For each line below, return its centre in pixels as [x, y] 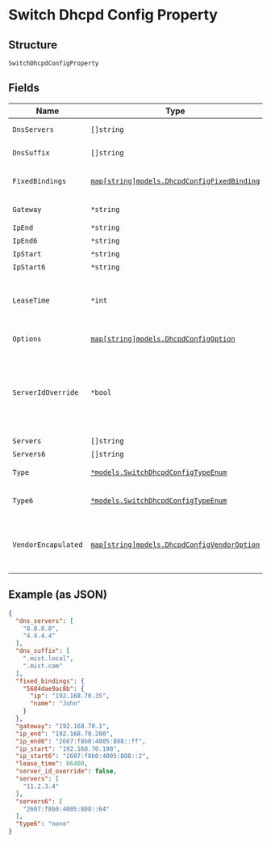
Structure [33, 45]
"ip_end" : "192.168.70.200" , [65, 734]
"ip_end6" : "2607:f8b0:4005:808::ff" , [81, 741]
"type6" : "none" [43, 824]
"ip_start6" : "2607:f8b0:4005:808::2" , [83, 756]
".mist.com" [43, 666]
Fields [24, 88]
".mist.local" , [48, 659]
